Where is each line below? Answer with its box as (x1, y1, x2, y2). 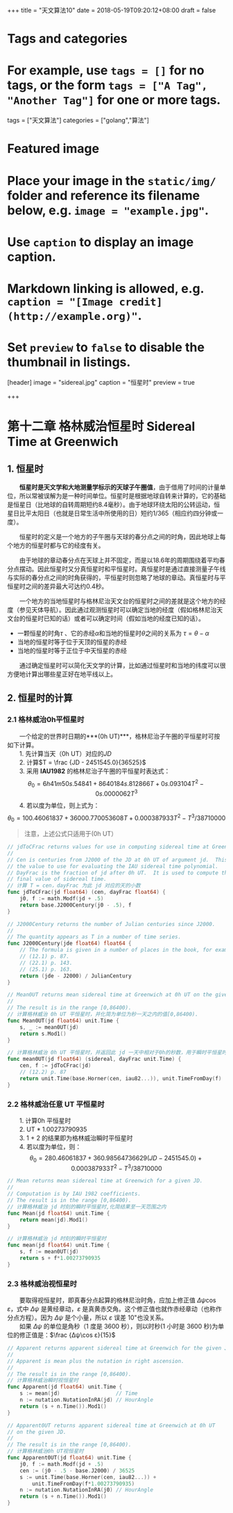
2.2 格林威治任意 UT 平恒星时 (7, 1099, 105, 1109)
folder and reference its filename (7, 187, 200, 203)
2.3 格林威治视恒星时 (7, 1279, 78, 1288)
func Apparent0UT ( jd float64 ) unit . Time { (7, 1455, 132, 1462)
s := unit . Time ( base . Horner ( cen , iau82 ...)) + (19, 1473, 157, 1480)
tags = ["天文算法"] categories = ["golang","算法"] (7, 116, 149, 125)
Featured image (7, 141, 99, 157)
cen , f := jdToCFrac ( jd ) (19, 1062, 92, 1069)
